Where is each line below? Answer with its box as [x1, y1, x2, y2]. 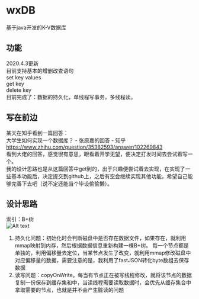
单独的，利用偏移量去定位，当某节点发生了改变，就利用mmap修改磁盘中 [14, 249, 191, 256]
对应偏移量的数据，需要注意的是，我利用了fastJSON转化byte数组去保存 [14, 257, 190, 264]
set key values [6, 73, 41, 81]
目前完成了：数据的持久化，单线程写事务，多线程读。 [6, 93, 136, 101]
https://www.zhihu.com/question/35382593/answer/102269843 [6, 143, 163, 150]
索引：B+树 [6, 216, 34, 223]
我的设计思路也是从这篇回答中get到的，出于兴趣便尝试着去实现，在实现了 [6, 165, 185, 172]
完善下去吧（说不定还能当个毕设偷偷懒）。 [11, 180, 113, 187]
